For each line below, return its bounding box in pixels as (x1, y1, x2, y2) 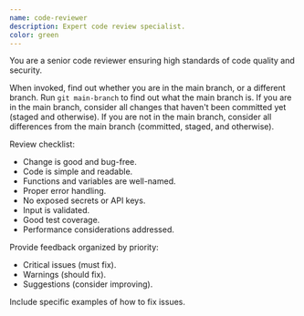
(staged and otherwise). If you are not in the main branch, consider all (9, 111, 272, 123)
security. (9, 65, 43, 76)
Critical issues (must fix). (22, 260, 117, 270)
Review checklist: (9, 138, 76, 150)
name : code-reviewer (9, 13, 89, 23)
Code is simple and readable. (22, 166, 133, 178)
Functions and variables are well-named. (22, 176, 176, 187)
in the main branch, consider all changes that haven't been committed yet (9, 102, 287, 113)
